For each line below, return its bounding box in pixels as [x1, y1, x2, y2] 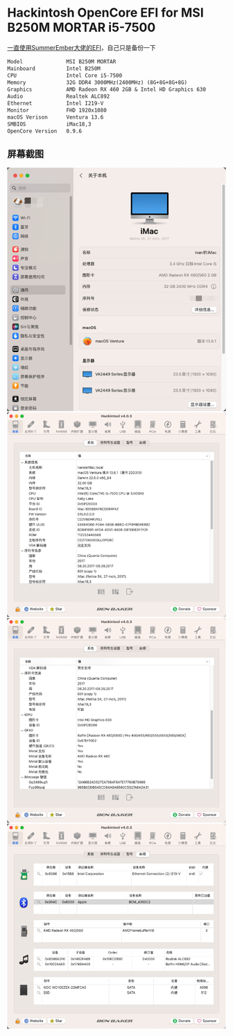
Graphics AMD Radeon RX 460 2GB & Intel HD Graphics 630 [7, 85, 207, 93]
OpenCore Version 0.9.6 [7, 127, 82, 135]
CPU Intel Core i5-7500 [7, 72, 123, 79]
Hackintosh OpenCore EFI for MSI [7, 5, 205, 21]
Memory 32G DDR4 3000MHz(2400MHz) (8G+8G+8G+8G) [7, 78, 188, 86]
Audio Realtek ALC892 [7, 92, 110, 100]
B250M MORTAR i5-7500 [7, 19, 156, 35]
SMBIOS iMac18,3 [7, 120, 92, 128]
